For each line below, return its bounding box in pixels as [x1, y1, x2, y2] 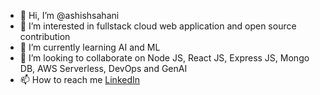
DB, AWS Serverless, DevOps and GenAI [19, 63, 188, 74]
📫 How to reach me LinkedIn [19, 74, 141, 85]
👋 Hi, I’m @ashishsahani [19, 10, 120, 21]
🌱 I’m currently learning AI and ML [19, 41, 161, 53]
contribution [19, 31, 71, 42]
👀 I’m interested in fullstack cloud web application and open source [19, 20, 297, 32]
